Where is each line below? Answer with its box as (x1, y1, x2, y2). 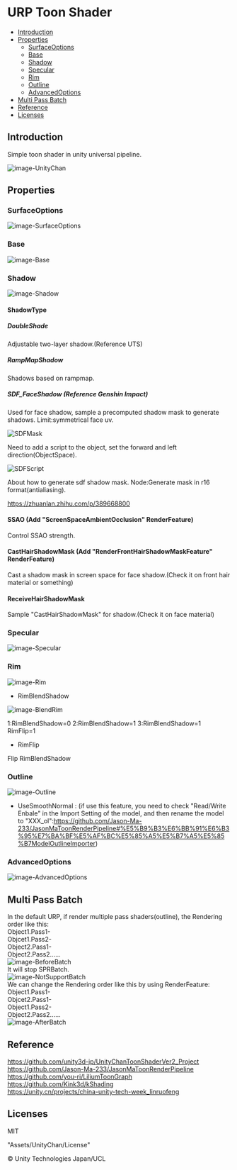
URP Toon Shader (7, 4, 112, 21)
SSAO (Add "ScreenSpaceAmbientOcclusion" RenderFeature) (7, 516, 194, 524)
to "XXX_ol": (17, 817, 54, 825)
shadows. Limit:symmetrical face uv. (7, 416, 114, 424)
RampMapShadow (7, 356, 64, 364)
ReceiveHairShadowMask (7, 594, 85, 603)
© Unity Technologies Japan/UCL (7, 1154, 106, 1163)
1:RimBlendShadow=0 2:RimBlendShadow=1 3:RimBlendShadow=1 (7, 719, 202, 728)
